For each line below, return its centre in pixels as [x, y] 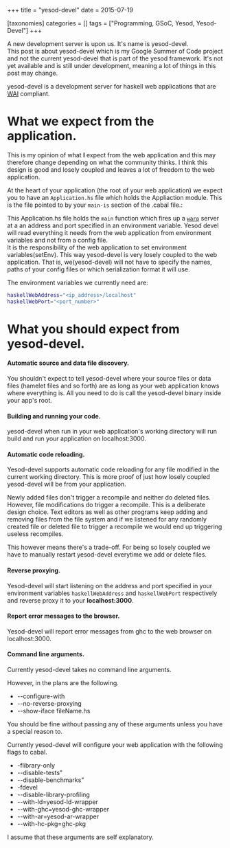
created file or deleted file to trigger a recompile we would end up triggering [115, 527]
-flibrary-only [36, 766]
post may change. [33, 73]
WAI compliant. [28, 93]
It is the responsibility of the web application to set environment [97, 247]
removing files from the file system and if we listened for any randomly [107, 520]
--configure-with [41, 696]
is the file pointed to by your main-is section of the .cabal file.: [95, 205]
